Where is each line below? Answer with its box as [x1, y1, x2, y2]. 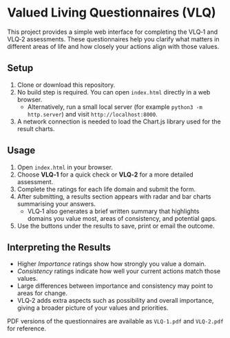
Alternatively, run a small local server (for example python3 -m [27, 102, 203, 111]
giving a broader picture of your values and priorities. [17, 304, 169, 312]
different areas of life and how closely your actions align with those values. [7, 42, 220, 50]
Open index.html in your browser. [17, 163, 114, 171]
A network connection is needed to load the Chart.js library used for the [17, 117, 222, 126]
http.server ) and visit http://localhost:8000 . [27, 110, 158, 118]
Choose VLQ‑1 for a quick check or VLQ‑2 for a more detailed [17, 170, 194, 179]
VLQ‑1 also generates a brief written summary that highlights [27, 207, 200, 215]
